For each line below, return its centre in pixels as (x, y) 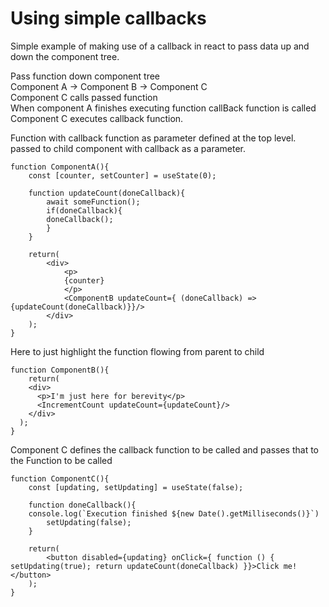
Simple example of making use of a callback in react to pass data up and (160, 46)
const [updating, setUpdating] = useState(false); (136, 487)
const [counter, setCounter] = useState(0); (122, 175)
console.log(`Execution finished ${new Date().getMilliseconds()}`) (174, 513)
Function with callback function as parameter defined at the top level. (153, 138)
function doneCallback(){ (82, 505)
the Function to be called (61, 460)
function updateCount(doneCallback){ (107, 193)
